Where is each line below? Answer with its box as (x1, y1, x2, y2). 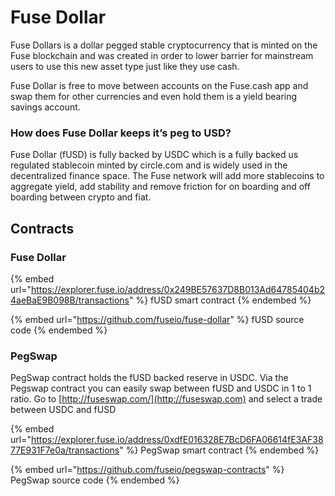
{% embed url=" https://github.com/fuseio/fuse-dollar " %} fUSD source (10, 313, 305, 325)
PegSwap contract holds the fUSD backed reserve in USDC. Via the (10, 372, 289, 384)
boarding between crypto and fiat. (10, 191, 152, 203)
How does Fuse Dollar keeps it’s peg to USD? (10, 126, 232, 140)
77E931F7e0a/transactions (10, 444, 120, 456)
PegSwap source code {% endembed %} (10, 474, 180, 486)
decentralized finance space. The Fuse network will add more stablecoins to (10, 170, 325, 182)
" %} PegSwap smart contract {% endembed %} (119, 444, 320, 456)
